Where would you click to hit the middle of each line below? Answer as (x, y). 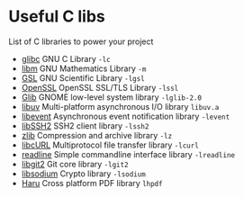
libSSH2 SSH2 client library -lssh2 (85, 125)
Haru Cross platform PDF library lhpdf (92, 183)
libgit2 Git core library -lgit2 (75, 164)
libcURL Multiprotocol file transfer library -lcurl (110, 145)
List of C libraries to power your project (81, 41)
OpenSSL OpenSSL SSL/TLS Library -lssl (100, 87)
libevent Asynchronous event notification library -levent (126, 116)
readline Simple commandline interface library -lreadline (128, 154)
